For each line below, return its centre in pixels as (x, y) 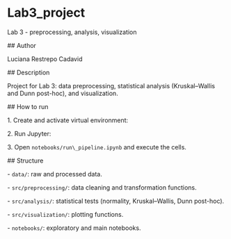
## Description (29, 72)
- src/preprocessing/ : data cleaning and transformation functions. (102, 187)
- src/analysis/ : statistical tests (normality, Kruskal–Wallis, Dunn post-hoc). (116, 201)
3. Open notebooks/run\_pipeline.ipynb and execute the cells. (97, 147)
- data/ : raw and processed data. (55, 174)
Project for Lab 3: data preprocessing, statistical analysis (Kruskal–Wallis (111, 85)
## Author (22, 45)
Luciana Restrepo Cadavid (45, 59)
